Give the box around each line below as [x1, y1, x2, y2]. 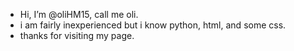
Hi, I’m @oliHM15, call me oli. [19, 9, 139, 20]
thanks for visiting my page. [19, 30, 135, 41]
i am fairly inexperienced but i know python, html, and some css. [19, 19, 287, 31]
